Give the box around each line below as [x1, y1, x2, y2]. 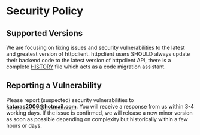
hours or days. [6, 122, 42, 129]
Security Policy [6, 4, 84, 18]
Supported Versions [6, 28, 83, 38]
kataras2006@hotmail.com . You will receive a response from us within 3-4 [6, 103, 195, 110]
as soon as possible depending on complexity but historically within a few [6, 115, 189, 122]
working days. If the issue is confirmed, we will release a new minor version [6, 109, 193, 116]
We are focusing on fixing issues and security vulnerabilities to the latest [6, 44, 185, 51]
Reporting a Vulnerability [6, 80, 102, 91]
